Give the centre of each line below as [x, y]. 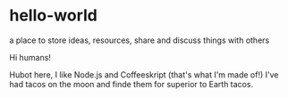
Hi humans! [30, 57]
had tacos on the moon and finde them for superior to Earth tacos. [131, 84]
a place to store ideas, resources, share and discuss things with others [140, 40]
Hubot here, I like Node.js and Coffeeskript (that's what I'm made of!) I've [144, 74]
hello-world [54, 16]
